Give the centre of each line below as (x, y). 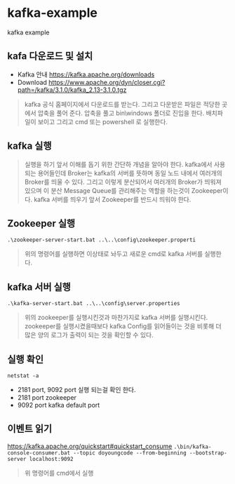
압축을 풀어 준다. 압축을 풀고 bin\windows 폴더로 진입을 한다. (121, 113)
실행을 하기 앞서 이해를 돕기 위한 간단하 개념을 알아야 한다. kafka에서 (118, 164)
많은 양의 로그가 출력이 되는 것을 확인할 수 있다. (89, 335)
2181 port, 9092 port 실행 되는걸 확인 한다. (76, 390)
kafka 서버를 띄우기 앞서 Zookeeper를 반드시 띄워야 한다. (113, 199)
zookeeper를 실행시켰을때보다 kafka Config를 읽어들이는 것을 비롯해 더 (123, 326)
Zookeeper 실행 (41, 223)
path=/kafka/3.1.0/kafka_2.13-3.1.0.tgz (72, 90)
